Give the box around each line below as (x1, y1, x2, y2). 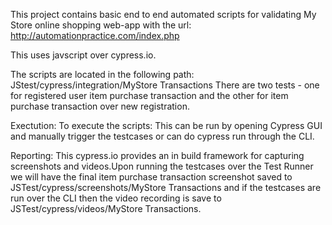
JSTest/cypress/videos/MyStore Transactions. (10, 203, 202, 214)
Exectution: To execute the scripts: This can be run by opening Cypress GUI (10, 120, 323, 131)
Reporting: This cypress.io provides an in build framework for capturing (10, 150, 305, 161)
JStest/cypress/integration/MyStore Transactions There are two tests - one (10, 79, 320, 91)
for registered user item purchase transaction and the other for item (10, 90, 289, 101)
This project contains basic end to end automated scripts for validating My (10, 9, 317, 20)
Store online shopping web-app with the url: (10, 19, 192, 31)
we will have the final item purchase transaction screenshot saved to (10, 171, 293, 183)
